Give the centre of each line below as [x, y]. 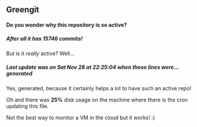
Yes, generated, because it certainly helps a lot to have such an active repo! [99, 88]
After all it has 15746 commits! [45, 39]
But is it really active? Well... [40, 53]
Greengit [23, 10]
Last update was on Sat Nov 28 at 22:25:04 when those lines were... [93, 67]
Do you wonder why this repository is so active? [67, 25]
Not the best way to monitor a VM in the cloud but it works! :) [81, 118]
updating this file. [27, 106]
